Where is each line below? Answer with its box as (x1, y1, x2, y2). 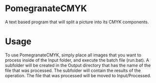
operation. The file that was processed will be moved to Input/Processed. (5, 72, 152, 78)
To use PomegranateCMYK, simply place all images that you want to (5, 52, 141, 58)
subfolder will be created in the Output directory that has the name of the (5, 62, 151, 68)
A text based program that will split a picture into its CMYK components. (5, 19, 149, 25)
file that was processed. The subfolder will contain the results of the (5, 67, 141, 73)
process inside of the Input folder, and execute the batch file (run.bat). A (5, 57, 149, 63)
